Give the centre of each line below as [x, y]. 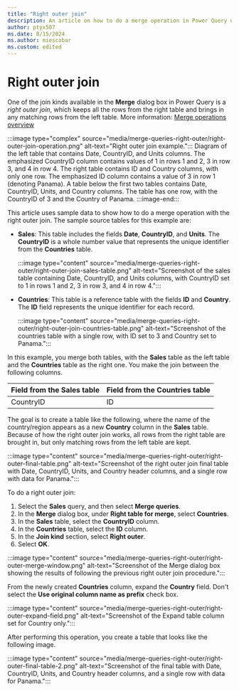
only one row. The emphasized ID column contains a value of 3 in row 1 [111, 176]
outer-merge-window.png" [47, 565]
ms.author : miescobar [39, 41]
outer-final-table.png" [39, 463]
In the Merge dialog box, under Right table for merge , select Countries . [123, 514]
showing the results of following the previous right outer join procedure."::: [116, 573]
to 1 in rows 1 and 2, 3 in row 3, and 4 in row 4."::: [89, 285]
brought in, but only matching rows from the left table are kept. [99, 442]
